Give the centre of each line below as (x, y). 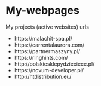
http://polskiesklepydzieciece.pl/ (54, 64)
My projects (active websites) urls (47, 27)
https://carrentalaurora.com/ (49, 45)
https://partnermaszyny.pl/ (47, 51)
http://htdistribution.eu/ (43, 76)
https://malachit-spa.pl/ (43, 38)
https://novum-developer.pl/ (49, 70)
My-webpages (43, 10)
